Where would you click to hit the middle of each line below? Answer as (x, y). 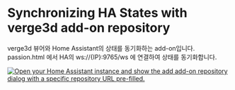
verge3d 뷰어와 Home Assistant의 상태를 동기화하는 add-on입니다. (101, 48)
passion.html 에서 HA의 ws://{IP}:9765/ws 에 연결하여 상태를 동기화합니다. (112, 57)
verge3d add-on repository (89, 28)
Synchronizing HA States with (97, 13)
